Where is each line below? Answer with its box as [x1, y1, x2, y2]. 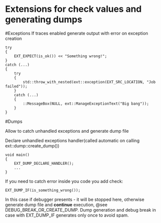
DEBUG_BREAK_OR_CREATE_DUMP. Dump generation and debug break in [5, 207, 157, 213]
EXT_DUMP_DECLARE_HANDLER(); [14, 161, 74, 166]
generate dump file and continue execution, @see [5, 201, 108, 208]
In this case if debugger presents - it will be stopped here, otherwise [5, 196, 145, 202]
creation [5, 36, 22, 41]
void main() [5, 152, 30, 157]
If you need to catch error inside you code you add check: [5, 178, 123, 184]
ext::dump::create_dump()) [5, 143, 60, 149]
